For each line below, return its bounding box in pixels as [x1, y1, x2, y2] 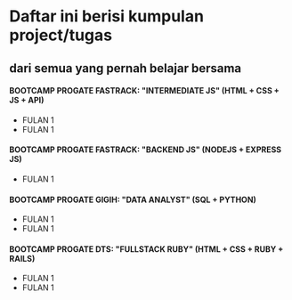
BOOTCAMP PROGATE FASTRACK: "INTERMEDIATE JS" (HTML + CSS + [9, 85, 280, 96]
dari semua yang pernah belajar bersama [9, 61, 242, 76]
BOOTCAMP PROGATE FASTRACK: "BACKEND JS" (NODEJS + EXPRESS [9, 144, 282, 155]
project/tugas [9, 25, 113, 45]
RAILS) [9, 253, 36, 264]
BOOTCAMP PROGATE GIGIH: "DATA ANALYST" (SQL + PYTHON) [9, 194, 256, 205]
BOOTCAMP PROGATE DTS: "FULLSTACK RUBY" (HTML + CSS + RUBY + [9, 243, 284, 255]
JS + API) [9, 95, 45, 106]
